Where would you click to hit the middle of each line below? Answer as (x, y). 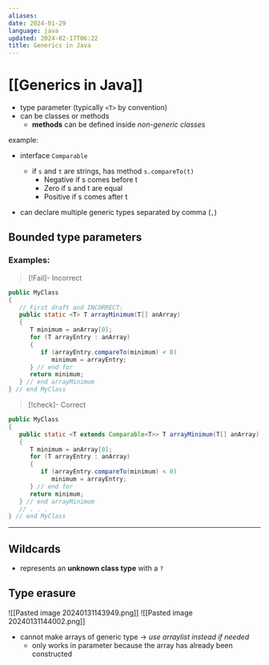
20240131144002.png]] (47, 621)
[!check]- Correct (57, 405)
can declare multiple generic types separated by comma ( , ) (118, 213)
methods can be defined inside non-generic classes (118, 124)
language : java (34, 30)
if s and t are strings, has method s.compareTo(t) (113, 171)
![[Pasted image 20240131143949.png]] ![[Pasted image (101, 612)
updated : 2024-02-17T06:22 (53, 38)
